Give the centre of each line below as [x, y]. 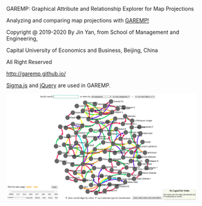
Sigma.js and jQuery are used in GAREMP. [58, 85]
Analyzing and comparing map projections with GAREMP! [78, 20]
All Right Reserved [29, 62]
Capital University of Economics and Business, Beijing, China [82, 50]
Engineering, [22, 38]
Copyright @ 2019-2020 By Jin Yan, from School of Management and [93, 32]
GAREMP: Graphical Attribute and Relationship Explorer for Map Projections [100, 9]
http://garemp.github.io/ [36, 74]
